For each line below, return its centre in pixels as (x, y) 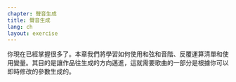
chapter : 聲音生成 (32, 14)
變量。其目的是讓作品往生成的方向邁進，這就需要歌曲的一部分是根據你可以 (121, 63)
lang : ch (20, 27)
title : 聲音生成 (29, 20)
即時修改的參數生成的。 (41, 71)
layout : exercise (33, 33)
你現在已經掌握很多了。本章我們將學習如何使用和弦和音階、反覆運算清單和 (115, 54)
